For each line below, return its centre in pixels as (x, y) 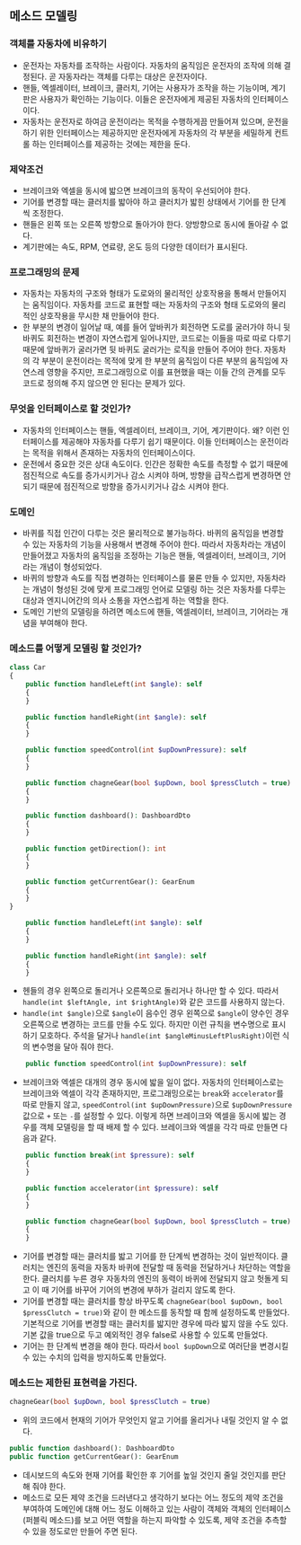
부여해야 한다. (63, 622)
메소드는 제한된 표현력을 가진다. (73, 1383)
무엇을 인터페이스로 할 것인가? (71, 409)
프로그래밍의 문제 (44, 272)
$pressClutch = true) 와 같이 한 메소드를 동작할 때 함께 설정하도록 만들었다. (156, 1312)
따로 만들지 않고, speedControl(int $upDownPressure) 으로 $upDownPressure (157, 1105)
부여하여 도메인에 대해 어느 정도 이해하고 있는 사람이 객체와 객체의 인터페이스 (157, 1509)
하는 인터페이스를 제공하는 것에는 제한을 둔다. (111, 144)
